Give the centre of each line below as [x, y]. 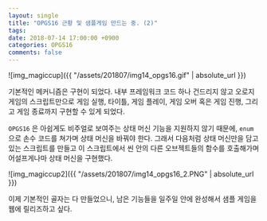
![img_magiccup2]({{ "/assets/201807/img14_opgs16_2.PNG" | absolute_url [131, 174]
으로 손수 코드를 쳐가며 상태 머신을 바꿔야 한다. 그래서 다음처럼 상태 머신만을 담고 [133, 138]
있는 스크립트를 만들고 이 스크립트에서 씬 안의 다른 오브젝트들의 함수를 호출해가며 [134, 148]
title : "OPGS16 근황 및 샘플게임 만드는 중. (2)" [83, 23]
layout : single [33, 16]
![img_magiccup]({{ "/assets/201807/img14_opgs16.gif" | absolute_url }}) [128, 75]
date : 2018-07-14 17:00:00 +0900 [64, 38]
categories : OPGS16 [41, 45]
